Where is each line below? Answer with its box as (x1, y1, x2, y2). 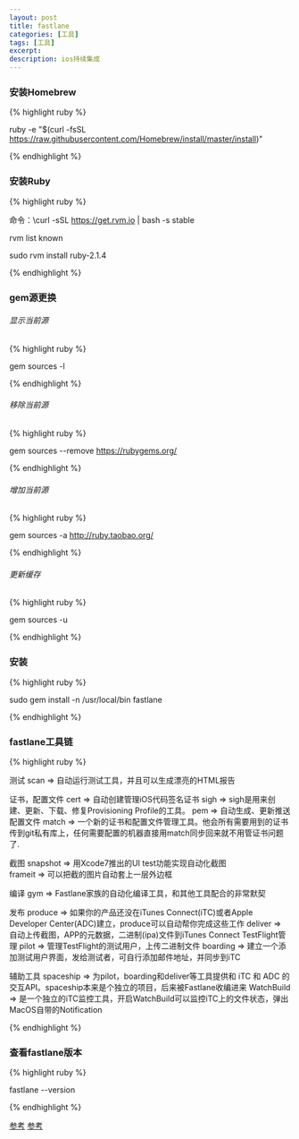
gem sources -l (9, 360, 65, 372)
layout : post (9, 13, 58, 22)
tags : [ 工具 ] (9, 38, 55, 47)
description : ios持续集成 (9, 55, 101, 64)
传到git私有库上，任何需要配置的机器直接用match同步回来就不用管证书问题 (9, 827, 284, 838)
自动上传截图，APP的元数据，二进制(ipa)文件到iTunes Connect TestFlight (9, 929, 278, 940)
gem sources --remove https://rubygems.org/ (9, 445, 178, 456)
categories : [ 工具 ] (9, 30, 79, 39)
